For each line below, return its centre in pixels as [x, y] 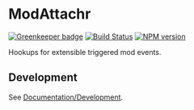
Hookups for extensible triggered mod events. [85, 52]
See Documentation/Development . [66, 97]
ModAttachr [50, 14]
